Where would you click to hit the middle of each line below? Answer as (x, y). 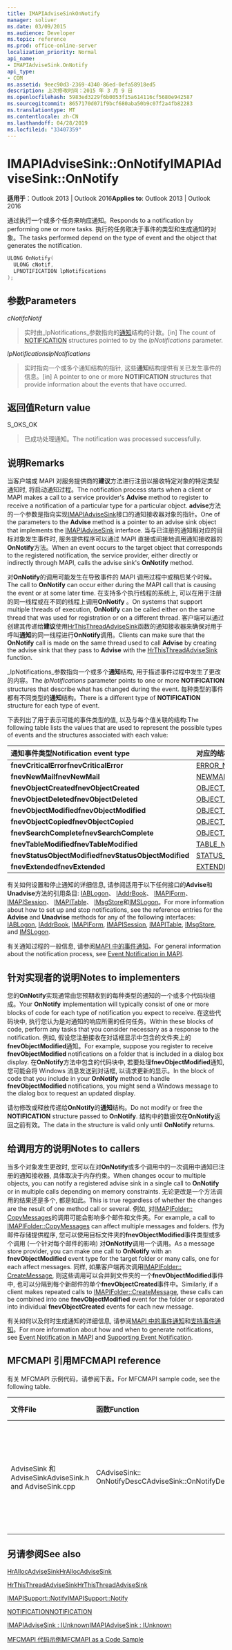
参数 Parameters (42, 301)
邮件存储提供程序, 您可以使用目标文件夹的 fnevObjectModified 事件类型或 (111, 1235)
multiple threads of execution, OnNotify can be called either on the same (111, 609)
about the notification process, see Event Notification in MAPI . (96, 954)
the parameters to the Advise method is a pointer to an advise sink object (112, 522)
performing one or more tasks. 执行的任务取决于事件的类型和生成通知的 (109, 229)
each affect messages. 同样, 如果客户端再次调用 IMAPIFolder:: (94, 1266)
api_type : (21, 71)
